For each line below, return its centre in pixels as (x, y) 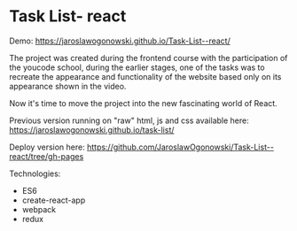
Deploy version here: (47, 147)
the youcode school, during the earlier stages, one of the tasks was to (137, 67)
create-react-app (54, 200)
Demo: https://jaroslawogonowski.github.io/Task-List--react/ (120, 41)
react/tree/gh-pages (47, 156)
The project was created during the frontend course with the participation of (148, 58)
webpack (39, 209)
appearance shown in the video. (68, 86)
